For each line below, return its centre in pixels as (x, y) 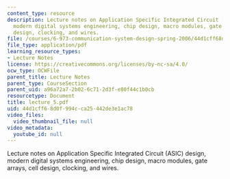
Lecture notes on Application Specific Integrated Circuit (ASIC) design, (107, 154)
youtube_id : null (38, 134)
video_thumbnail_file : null (53, 121)
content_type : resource (41, 13)
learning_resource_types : (44, 52)
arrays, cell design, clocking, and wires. (63, 168)
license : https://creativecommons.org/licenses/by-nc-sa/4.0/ (98, 64)
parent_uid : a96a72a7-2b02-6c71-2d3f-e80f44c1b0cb (81, 89)
